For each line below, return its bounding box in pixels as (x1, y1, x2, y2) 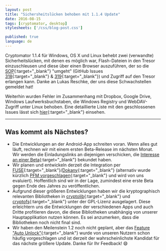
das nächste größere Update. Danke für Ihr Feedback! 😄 (12, 240, 128, 246)
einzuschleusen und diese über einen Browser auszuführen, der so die (5, 63, 149, 69)
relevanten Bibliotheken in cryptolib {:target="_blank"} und (12, 193, 130, 199)
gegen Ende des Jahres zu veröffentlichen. (12, 183, 100, 188)
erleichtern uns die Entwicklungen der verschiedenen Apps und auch (12, 204, 153, 210)
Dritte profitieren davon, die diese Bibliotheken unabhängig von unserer (12, 209, 158, 215)
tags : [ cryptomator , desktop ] (5, 21, 68, 26)
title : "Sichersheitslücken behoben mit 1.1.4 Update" (5, 12, 121, 17)
